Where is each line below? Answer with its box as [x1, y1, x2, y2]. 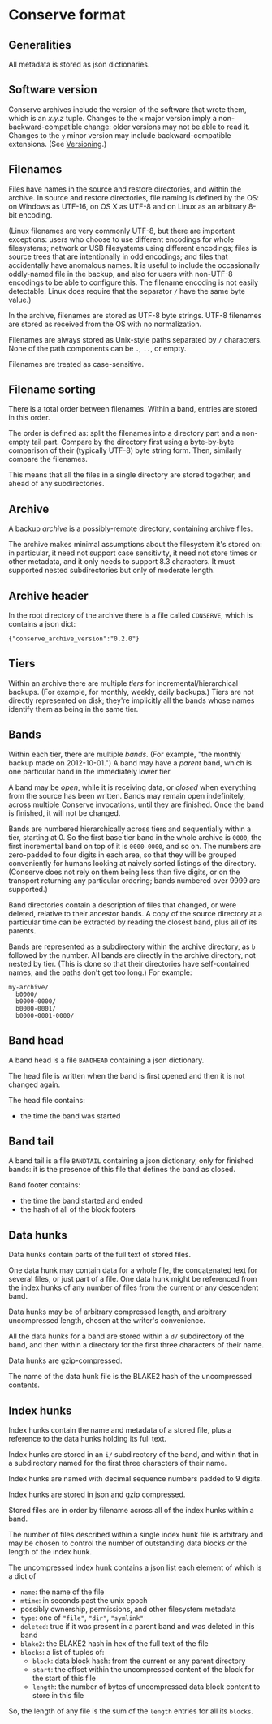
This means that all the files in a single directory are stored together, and [8, 470, 251, 480]
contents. [8, 1380, 41, 1390]
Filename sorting [8, 383, 96, 397]
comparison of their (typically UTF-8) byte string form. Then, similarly [8, 446, 242, 455]
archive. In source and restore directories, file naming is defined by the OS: [8, 192, 260, 202]
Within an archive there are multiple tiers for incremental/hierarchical [8, 678, 238, 687]
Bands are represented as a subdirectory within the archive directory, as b [8, 942, 256, 951]
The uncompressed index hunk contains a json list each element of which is [8, 1562, 262, 1572]
